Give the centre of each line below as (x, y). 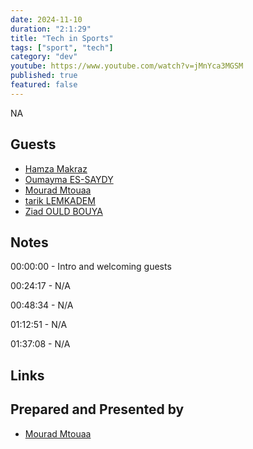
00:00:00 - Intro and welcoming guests (91, 267)
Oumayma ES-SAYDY (69, 179)
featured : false (44, 85)
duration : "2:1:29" (51, 29)
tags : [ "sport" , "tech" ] (62, 47)
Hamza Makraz (56, 168)
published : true (44, 76)
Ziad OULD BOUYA (63, 211)
